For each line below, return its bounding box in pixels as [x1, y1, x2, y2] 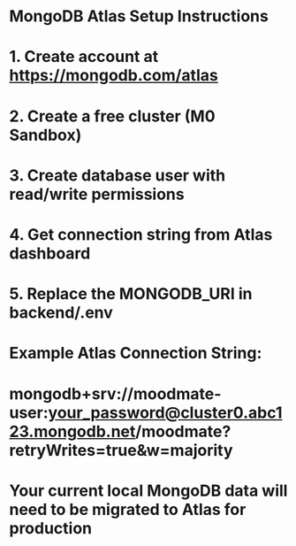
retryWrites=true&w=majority [9, 440, 233, 460]
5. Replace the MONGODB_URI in [9, 284, 253, 304]
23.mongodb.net [9, 421, 136, 442]
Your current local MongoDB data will [9, 481, 288, 501]
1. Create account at [9, 47, 159, 67]
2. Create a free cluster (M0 [9, 106, 216, 126]
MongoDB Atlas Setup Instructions [9, 6, 269, 27]
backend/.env [9, 303, 113, 323]
